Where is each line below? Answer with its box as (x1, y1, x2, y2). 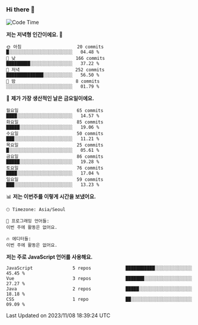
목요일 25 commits (6, 142, 104, 148)
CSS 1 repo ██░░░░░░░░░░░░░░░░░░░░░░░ (6, 297, 193, 302)
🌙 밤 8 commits (6, 78, 100, 85)
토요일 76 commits (6, 165, 104, 171)
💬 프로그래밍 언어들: (6, 218, 50, 224)
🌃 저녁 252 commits (6, 67, 105, 73)
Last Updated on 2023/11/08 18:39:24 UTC (6, 312, 111, 319)
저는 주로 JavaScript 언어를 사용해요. (6, 253, 93, 260)
